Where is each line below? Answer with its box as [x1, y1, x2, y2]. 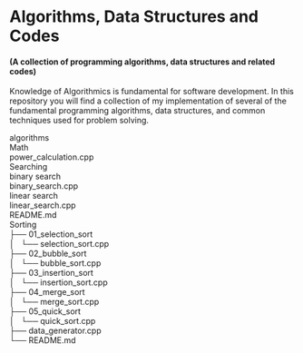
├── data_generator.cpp [9, 325, 102, 337]
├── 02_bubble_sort [9, 248, 87, 260]
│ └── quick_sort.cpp [9, 316, 96, 327]
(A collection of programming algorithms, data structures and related [9, 56, 276, 67]
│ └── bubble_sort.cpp [9, 258, 102, 269]
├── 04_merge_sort [9, 287, 85, 298]
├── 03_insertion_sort [9, 268, 93, 279]
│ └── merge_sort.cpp [9, 297, 100, 308]
